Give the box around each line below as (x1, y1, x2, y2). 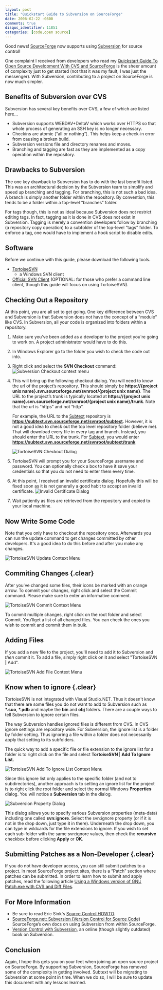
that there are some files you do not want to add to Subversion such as (5, 701, 147, 707)
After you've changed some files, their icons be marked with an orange (5, 582, 147, 588)
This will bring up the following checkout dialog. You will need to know (12, 378, 153, 384)
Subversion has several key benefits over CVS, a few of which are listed (5, 105, 149, 111)
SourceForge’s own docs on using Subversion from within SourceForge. (12, 921, 156, 927)
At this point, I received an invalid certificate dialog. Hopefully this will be (12, 478, 158, 484)
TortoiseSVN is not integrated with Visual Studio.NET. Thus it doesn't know (5, 696, 155, 702)
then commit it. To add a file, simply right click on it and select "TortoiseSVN (5, 654, 158, 660)
